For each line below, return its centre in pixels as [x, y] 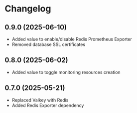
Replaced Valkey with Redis [40, 100]
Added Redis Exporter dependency [48, 105]
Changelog [28, 9]
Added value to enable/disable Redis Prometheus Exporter [72, 39]
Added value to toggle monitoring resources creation [66, 72]
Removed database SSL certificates [49, 44]
